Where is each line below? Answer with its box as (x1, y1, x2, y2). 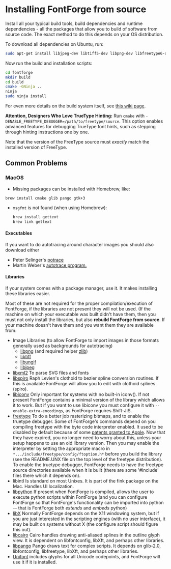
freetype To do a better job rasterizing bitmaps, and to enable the (12, 413, 150, 419)
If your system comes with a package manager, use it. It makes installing (5, 285, 158, 291)
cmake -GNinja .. (5, 84, 42, 90)
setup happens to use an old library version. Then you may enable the (12, 440, 159, 446)
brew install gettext (12, 214, 59, 219)
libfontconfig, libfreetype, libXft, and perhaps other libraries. (12, 548, 139, 554)
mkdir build (5, 75, 31, 80)
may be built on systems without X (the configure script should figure (12, 521, 158, 527)
